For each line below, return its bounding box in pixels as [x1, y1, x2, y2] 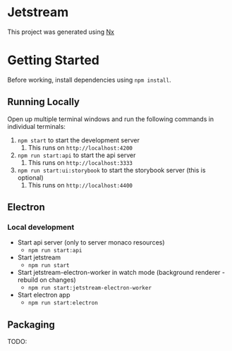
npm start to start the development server [17, 135, 140, 144]
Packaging [7, 319, 55, 331]
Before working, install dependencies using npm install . [7, 75, 171, 84]
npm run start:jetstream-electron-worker [28, 285, 152, 292]
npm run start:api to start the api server [17, 151, 136, 159]
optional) [17, 173, 44, 182]
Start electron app [17, 290, 71, 300]
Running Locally [7, 96, 80, 108]
